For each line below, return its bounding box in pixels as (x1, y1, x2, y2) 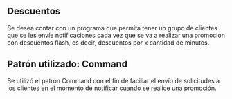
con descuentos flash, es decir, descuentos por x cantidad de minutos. (7, 38, 210, 47)
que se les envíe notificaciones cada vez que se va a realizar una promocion (7, 31, 225, 39)
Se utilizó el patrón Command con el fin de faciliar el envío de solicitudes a (7, 76, 220, 85)
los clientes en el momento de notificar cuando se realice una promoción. (7, 84, 217, 92)
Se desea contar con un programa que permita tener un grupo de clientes (7, 23, 218, 32)
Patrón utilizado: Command (7, 58, 128, 70)
